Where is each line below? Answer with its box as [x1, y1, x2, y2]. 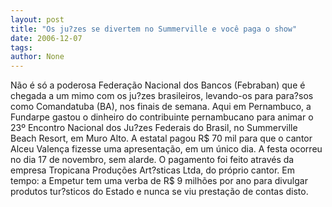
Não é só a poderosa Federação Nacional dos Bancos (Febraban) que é [10, 79, 306, 91]
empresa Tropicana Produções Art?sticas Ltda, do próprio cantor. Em [10, 164, 295, 176]
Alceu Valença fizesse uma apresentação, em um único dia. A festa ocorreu [10, 143, 323, 155]
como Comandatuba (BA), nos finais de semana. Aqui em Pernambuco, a [10, 101, 312, 113]
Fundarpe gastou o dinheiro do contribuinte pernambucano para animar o [10, 111, 314, 123]
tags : [10, 42, 33, 53]
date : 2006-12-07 [10, 33, 83, 43]
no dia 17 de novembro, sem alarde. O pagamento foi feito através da [10, 154, 295, 166]
